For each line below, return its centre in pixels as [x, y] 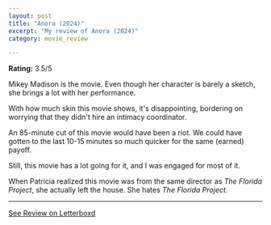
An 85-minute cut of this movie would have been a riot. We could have [125, 133]
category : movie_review [48, 38]
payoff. [20, 150]
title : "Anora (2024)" [46, 23]
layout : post [30, 16]
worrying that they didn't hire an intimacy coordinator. [98, 117]
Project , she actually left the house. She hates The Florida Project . [118, 190]
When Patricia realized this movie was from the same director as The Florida [135, 181]
